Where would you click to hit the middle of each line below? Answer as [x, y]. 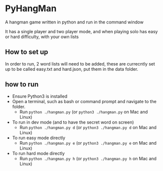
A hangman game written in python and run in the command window [74, 22]
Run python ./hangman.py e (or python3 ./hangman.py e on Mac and [88, 143]
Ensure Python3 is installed [40, 96]
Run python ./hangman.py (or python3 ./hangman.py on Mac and [84, 112]
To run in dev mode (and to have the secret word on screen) [73, 122]
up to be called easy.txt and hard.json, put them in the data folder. [72, 69]
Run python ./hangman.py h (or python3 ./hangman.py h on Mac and [88, 158]
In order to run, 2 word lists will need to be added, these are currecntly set [80, 64]
